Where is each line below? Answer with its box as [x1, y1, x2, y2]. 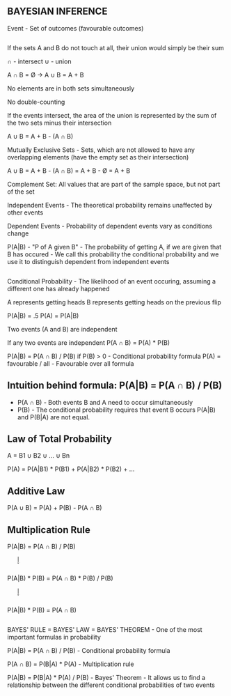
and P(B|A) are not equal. [17, 412, 90, 421]
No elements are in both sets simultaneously [7, 84, 134, 93]
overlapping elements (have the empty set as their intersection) [7, 153, 189, 161]
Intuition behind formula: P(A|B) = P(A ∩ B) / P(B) [7, 380, 223, 392]
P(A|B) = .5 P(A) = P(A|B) [7, 311, 79, 320]
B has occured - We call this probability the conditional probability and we [7, 250, 219, 258]
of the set [7, 187, 35, 196]
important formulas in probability [7, 633, 101, 642]
